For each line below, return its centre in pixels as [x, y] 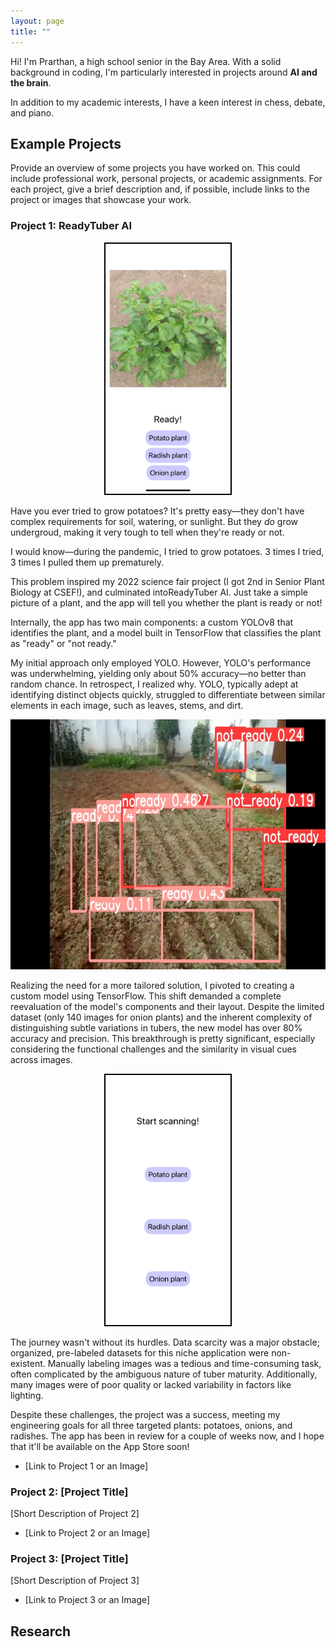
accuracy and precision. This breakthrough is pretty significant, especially [163, 1038]
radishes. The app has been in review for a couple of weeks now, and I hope [167, 1436]
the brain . [31, 82]
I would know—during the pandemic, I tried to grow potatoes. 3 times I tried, [167, 551]
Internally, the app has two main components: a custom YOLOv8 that [152, 622]
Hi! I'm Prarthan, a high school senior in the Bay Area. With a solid [146, 61]
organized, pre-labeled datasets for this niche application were [140, 1352]
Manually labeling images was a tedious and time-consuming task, [184, 1363]
